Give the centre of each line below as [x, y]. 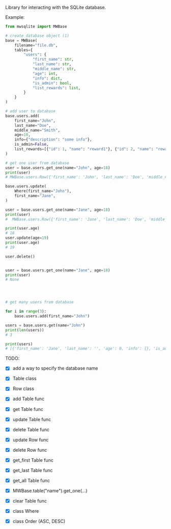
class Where [26, 511]
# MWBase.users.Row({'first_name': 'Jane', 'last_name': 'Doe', [76, 219]
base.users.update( [26, 186]
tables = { [24, 50]
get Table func [28, 409]
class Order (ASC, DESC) [39, 521]
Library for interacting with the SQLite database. [56, 7]
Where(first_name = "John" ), [43, 191]
